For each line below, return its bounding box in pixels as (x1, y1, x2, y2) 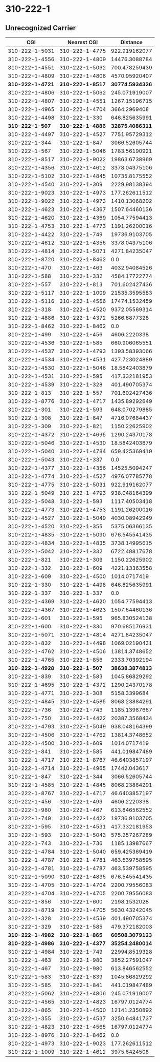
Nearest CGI (67, 39, 98, 46)
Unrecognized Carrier (5, 24, 76, 32)
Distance (120, 39, 143, 46)
